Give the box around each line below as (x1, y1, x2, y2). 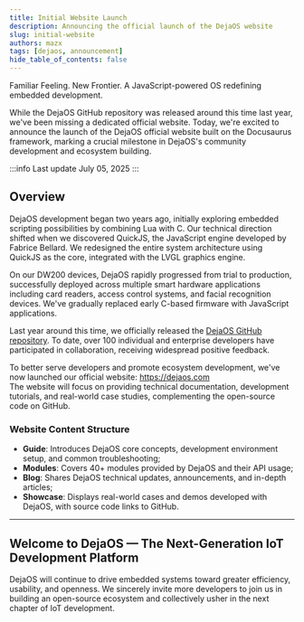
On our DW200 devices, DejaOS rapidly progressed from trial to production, (9, 269, 292, 280)
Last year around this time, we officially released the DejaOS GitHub (9, 325, 262, 335)
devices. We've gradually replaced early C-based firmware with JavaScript (9, 297, 290, 308)
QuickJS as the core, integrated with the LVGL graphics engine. (9, 251, 246, 262)
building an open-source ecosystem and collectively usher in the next (9, 593, 270, 604)
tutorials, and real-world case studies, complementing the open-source (9, 391, 276, 401)
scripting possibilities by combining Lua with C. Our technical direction (9, 222, 272, 233)
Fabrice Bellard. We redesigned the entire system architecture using (9, 241, 263, 253)
